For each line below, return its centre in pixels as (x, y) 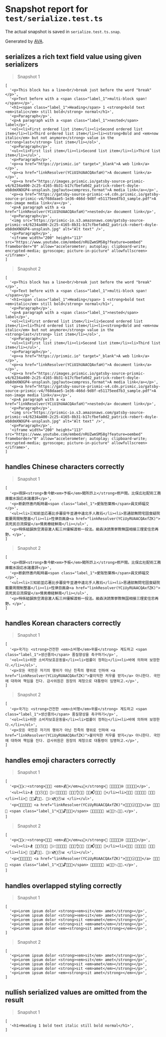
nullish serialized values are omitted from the (76, 993)
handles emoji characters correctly (60, 760)
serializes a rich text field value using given (73, 57)
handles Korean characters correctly (63, 623)
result (14, 1000)
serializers (22, 65)
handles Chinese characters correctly (65, 467)
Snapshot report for (47, 9)
